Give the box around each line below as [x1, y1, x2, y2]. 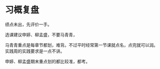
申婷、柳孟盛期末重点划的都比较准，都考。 [5, 58, 90, 64]
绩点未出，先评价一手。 [5, 21, 52, 27]
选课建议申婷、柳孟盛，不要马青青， [5, 32, 78, 37]
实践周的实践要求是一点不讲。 [5, 48, 64, 54]
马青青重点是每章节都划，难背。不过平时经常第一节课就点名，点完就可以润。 [5, 42, 158, 48]
